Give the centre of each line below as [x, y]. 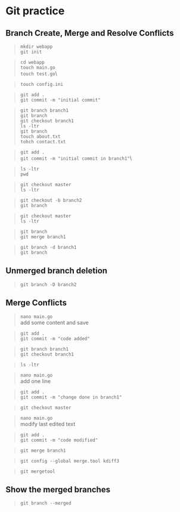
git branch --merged [46, 503]
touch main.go [38, 67]
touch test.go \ [38, 73]
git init [31, 52]
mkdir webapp [36, 47]
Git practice [35, 11]
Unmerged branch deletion [57, 271]
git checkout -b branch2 [51, 201]
